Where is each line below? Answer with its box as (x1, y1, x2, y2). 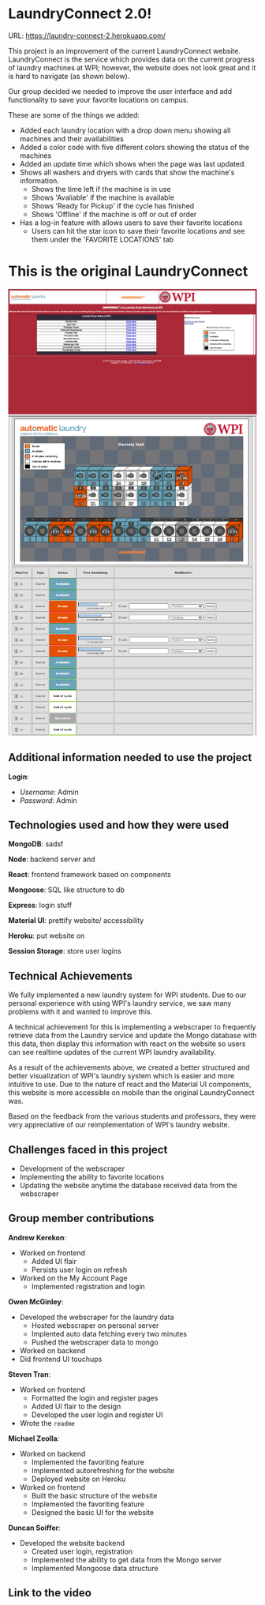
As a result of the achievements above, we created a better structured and (8, 1063, 250, 1072)
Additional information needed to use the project (8, 751, 252, 764)
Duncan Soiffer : (8, 1523, 61, 1532)
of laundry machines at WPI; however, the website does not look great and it (8, 62, 256, 72)
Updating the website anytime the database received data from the (19, 1181, 238, 1191)
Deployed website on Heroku (31, 1474, 126, 1483)
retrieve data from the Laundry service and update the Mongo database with (8, 1031, 257, 1041)
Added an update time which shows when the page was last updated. (19, 159, 247, 168)
